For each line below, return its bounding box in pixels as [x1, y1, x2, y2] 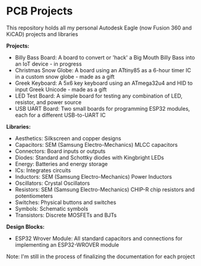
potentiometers [14, 192, 53, 199]
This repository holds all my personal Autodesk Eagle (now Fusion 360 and [6, 24, 192, 31]
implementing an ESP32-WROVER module [14, 241, 119, 248]
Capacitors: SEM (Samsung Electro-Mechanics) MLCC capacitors [14, 141, 178, 148]
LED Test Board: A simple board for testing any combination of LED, [14, 92, 183, 99]
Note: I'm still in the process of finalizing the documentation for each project [6, 253, 195, 260]
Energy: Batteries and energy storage [14, 160, 108, 167]
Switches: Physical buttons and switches [14, 199, 116, 206]
